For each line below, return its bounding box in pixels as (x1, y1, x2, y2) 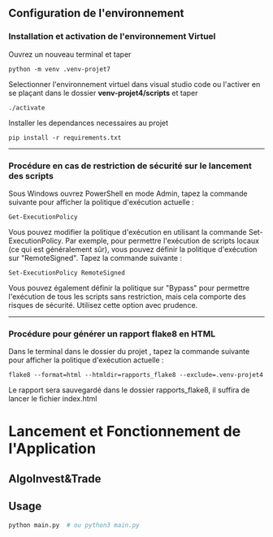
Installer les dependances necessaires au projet (8, 118, 169, 128)
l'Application (8, 440, 96, 458)
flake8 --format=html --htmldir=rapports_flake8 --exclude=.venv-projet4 (8, 371, 264, 379)
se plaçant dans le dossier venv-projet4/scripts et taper (8, 88, 198, 97)
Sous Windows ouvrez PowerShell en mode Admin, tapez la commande (8, 188, 248, 198)
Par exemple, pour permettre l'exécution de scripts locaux (64, 236, 260, 245)
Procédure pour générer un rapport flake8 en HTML (8, 328, 216, 340)
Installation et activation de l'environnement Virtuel (8, 31, 216, 42)
